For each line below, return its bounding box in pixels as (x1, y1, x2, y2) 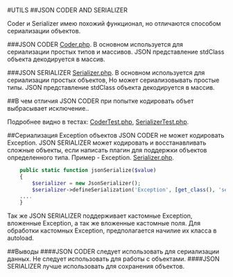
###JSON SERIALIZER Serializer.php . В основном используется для (7, 69, 205, 77)
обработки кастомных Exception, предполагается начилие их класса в (7, 226, 217, 235)
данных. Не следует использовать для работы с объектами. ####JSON (7, 255, 220, 263)
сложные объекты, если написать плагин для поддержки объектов (7, 146, 207, 154)
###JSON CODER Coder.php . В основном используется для (7, 40, 184, 48)
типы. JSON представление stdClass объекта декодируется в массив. (7, 84, 215, 91)
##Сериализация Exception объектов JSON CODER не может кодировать (7, 132, 225, 139)
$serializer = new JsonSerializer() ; (32, 180, 141, 187)
